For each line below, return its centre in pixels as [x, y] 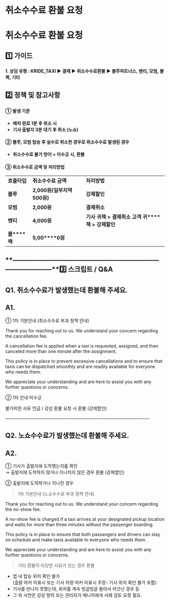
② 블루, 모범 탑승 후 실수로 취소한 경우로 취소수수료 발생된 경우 [67, 142]
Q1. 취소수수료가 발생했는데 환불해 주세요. [67, 290]
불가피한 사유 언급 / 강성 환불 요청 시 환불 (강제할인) [56, 408]
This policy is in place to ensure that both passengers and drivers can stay [83, 534]
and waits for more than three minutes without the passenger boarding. [79, 524]
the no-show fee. [23, 509]
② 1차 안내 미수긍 [24, 397]
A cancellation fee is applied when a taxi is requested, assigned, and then [82, 346]
